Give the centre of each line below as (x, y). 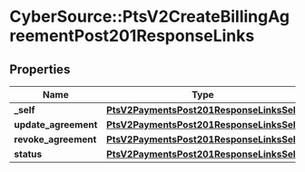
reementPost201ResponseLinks (132, 36)
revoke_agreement (55, 139)
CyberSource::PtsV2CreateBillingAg (150, 17)
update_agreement (56, 124)
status (28, 154)
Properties (40, 69)
